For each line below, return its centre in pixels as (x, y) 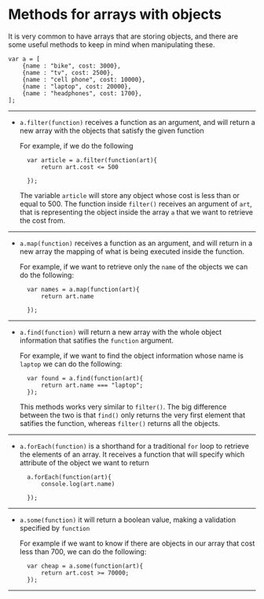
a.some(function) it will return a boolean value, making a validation (128, 520)
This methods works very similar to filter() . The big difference (123, 406)
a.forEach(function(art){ (69, 477)
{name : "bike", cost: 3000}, (72, 66)
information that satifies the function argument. (97, 340)
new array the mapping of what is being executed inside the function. (132, 251)
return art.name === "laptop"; (92, 385)
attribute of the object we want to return (84, 462)
